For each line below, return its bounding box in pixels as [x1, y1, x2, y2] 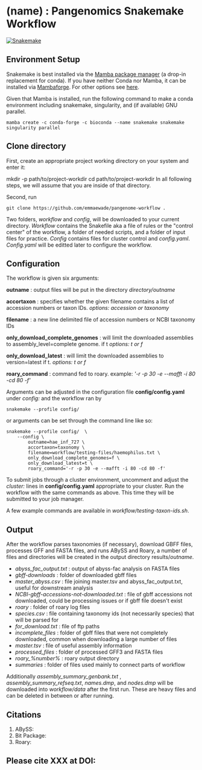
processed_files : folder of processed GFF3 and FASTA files [14, 648, 163, 655]
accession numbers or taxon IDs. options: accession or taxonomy [6, 305, 169, 312]
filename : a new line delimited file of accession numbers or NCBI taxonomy [6, 316, 195, 323]
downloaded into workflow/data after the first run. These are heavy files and [6, 686, 197, 693]
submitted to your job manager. [6, 496, 84, 503]
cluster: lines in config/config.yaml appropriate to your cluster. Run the [6, 482, 184, 490]
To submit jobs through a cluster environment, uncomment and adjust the [6, 476, 189, 484]
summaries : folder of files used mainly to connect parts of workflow [14, 661, 186, 669]
